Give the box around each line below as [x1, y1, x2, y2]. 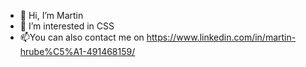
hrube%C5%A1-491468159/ [19, 46, 136, 57]
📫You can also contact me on [19, 31, 145, 43]
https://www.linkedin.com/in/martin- [146, 31, 297, 43]
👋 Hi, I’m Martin [19, 10, 84, 21]
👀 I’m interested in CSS [19, 20, 115, 32]
